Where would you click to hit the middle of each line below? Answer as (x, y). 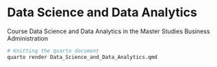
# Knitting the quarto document (53, 51)
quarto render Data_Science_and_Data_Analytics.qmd (82, 57)
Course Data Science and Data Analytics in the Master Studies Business (108, 31)
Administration (28, 38)
